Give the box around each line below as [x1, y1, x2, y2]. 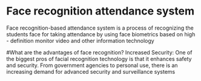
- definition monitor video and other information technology [6, 37, 154, 44]
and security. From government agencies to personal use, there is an [6, 62, 178, 69]
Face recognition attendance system [6, 4, 195, 18]
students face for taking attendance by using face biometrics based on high [6, 30, 196, 37]
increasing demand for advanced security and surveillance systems [6, 68, 176, 75]
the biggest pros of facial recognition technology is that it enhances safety [6, 55, 192, 62]
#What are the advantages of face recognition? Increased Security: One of [6, 48, 193, 56]
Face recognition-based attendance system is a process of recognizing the [6, 24, 194, 31]
